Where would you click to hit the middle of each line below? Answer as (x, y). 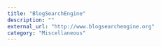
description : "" (31, 20)
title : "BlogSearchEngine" (47, 13)
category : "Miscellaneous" (47, 33)
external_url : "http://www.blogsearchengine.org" (81, 26)
